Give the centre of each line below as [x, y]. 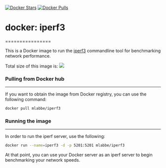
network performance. [28, 56]
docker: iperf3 [35, 28]
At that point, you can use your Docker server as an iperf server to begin [79, 155]
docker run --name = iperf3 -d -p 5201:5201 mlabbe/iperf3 [65, 145]
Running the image [28, 121]
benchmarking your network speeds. [43, 160]
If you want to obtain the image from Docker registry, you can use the [76, 94]
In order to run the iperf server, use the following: [55, 136]
